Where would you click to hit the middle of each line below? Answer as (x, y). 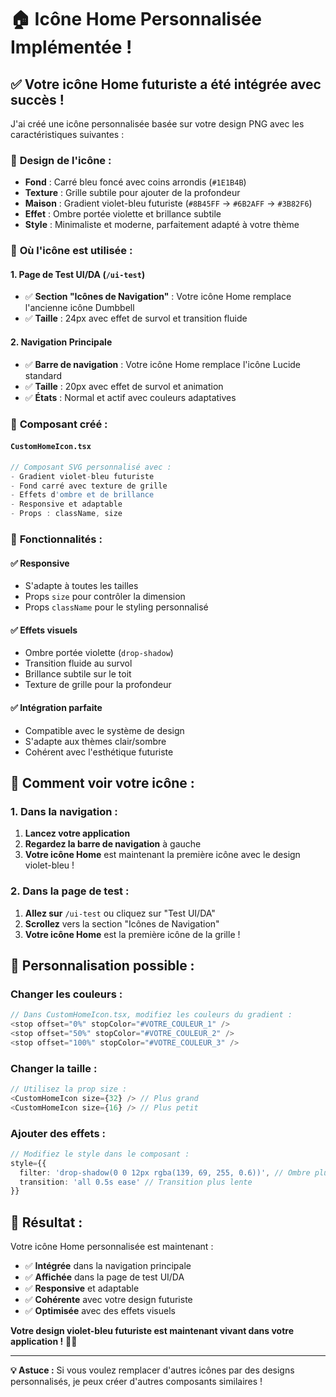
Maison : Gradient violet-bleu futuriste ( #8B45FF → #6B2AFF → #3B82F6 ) (168, 203)
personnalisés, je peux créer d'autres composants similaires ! (136, 1382)
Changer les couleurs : (66, 994)
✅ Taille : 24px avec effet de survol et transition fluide (136, 318)
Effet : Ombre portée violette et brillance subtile (123, 214)
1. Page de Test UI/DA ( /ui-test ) (78, 274)
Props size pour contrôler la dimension (105, 597)
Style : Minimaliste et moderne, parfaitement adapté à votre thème (162, 225)
